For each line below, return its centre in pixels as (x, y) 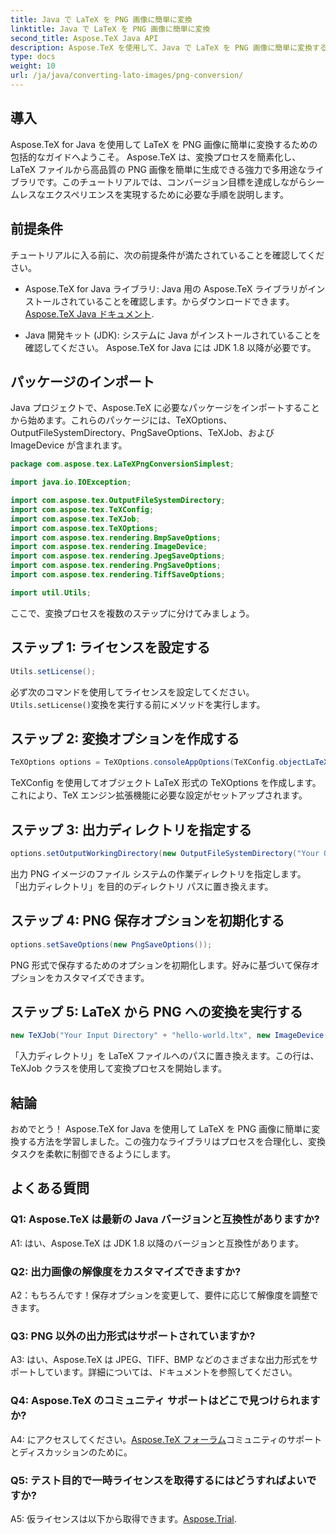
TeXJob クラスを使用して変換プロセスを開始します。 (119, 1068)
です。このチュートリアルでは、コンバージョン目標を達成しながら (172, 182)
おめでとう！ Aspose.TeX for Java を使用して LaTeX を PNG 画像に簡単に (161, 1129)
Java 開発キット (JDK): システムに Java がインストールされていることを (173, 335)
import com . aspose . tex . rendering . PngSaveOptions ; (116, 566)
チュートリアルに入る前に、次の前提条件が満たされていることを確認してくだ (167, 255)
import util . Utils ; (51, 592)
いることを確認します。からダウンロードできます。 (190, 301)
